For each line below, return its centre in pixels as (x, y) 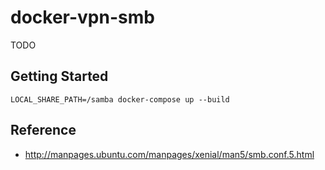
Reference (43, 130)
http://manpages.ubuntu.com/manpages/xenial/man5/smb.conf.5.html (169, 154)
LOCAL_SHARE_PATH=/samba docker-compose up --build (120, 99)
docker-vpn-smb (82, 17)
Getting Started (59, 76)
